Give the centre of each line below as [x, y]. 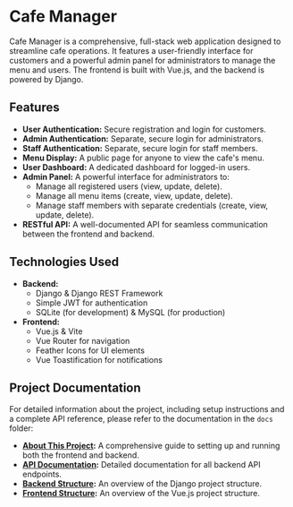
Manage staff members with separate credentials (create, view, [152, 205]
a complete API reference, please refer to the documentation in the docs [142, 419]
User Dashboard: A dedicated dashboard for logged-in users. [136, 167]
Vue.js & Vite [59, 331]
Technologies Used [64, 262]
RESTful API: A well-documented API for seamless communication [145, 224]
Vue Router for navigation [83, 340]
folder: [21, 428]
